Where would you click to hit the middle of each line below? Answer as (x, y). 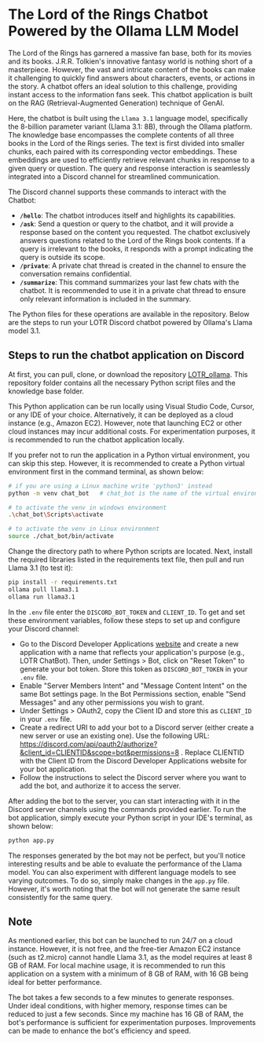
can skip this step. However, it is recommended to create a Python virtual (126, 463)
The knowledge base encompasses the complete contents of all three (121, 134)
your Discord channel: (44, 628)
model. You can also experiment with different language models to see (122, 872)
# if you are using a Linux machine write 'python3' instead (110, 486)
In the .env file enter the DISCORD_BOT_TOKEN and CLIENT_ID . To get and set (126, 612)
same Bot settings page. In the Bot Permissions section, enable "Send (132, 694)
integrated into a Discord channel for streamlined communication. (114, 176)
